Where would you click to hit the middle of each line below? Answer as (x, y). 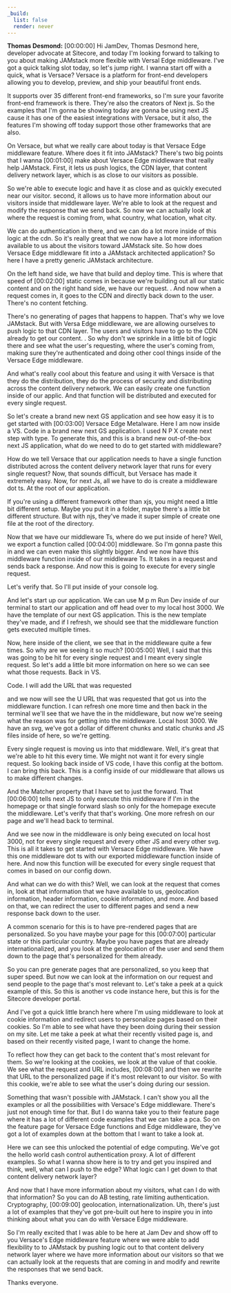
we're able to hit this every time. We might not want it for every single (106, 756)
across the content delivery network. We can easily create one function (109, 388)
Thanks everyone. (33, 1283)
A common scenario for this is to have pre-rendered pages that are (102, 927)
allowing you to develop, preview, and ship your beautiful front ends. (104, 83)
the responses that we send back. (55, 1270)
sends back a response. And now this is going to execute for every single (111, 567)
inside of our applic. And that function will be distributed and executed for (112, 396)
